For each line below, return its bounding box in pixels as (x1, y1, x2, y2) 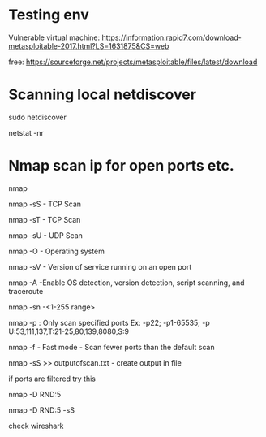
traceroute (8, 286, 44, 296)
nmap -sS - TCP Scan (8, 199, 82, 209)
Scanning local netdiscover (8, 85, 197, 104)
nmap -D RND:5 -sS (8, 405, 75, 415)
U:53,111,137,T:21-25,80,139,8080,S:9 (8, 327, 130, 336)
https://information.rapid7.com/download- (101, 32, 242, 42)
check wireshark (8, 421, 64, 431)
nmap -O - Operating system (8, 246, 105, 256)
